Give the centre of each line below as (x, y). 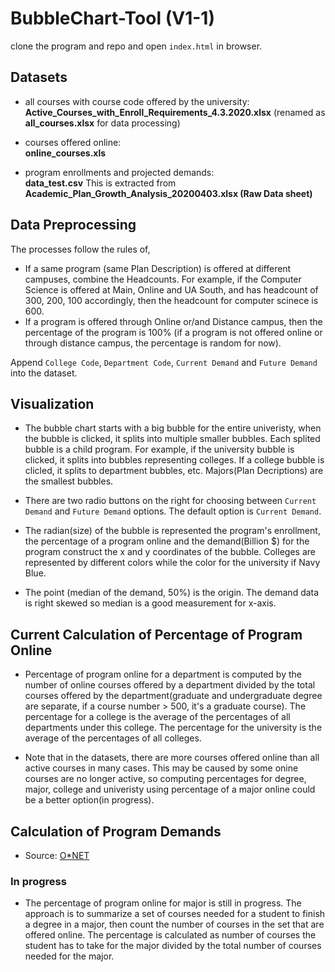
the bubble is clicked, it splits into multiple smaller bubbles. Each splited (172, 439)
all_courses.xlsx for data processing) (102, 123)
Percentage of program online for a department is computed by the (163, 674)
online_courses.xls (65, 153)
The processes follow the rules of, (80, 249)
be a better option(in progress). (89, 800)
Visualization (52, 403)
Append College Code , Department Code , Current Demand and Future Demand (164, 362)
